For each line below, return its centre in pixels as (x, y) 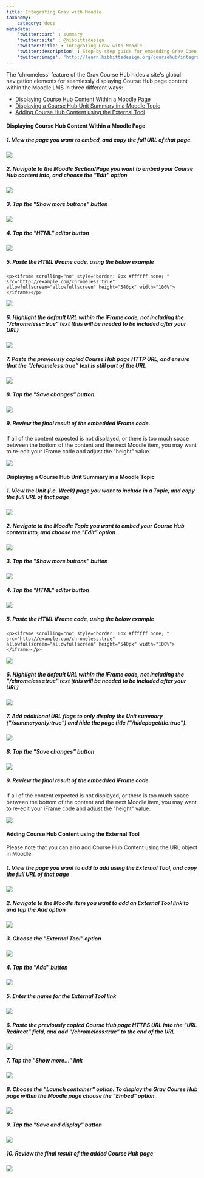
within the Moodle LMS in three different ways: (65, 87)
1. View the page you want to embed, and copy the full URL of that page (98, 140)
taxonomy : (19, 18)
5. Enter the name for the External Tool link (61, 996)
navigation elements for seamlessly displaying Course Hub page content (97, 81)
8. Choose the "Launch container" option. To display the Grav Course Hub (102, 1089)
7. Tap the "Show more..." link (45, 1060)
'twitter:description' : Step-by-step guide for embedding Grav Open (107, 52)
